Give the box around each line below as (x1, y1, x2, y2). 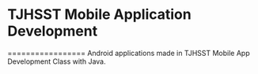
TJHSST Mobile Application (7, 6, 192, 24)
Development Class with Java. (7, 57, 106, 66)
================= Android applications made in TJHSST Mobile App (7, 48, 250, 57)
